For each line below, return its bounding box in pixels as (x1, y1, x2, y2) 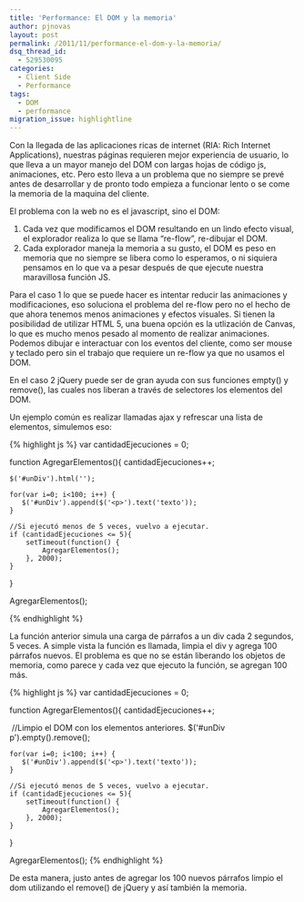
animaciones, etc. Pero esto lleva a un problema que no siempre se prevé (9, 169, 285, 180)
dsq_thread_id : (9, 47, 67, 56)
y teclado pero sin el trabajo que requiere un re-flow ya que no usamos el (9, 348, 285, 359)
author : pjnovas (9, 22, 71, 31)
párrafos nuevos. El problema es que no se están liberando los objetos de (9, 650, 286, 661)
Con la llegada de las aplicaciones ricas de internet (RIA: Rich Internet (9, 140, 271, 151)
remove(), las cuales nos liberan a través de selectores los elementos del (9, 384, 283, 396)
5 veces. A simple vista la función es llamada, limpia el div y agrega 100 (9, 641, 278, 652)
